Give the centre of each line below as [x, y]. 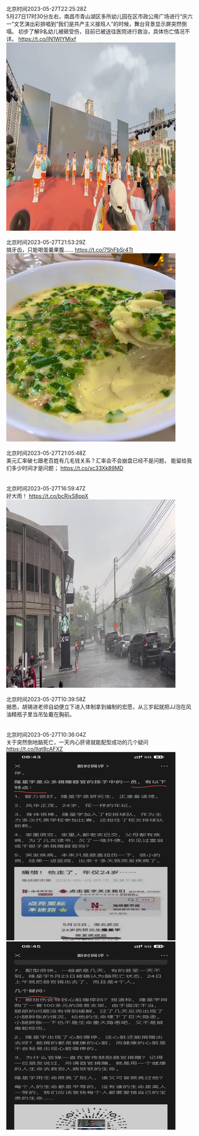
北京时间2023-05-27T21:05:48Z [46, 453]
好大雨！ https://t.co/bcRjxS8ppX [47, 496]
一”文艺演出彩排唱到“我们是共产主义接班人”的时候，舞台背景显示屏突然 [94, 24]
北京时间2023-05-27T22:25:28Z [47, 9]
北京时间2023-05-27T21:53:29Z [46, 242]
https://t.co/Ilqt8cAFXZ [35, 749]
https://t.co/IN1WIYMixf [47, 39]
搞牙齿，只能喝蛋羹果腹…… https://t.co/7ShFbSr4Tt [70, 250]
